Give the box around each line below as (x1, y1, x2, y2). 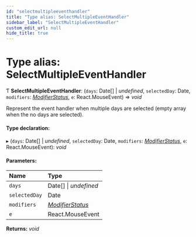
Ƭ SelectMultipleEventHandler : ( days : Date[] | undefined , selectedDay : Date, (6, 87, 191, 94)
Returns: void (6, 225, 40, 232)
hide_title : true (6, 30, 49, 36)
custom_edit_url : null (6, 25, 61, 31)
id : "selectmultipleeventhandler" (6, 8, 91, 15)
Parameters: (6, 157, 37, 164)
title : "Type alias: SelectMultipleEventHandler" (6, 14, 130, 20)
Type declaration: (6, 124, 50, 132)
